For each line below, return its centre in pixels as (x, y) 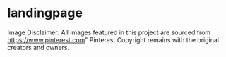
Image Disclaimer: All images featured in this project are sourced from (109, 32)
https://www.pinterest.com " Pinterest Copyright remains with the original (113, 39)
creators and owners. (38, 47)
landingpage (45, 13)
